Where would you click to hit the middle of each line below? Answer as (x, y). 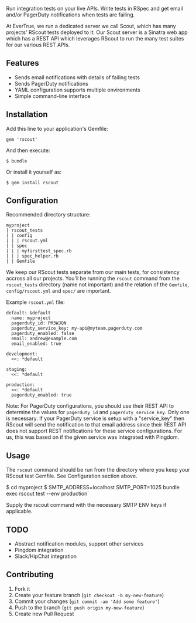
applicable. (19, 511)
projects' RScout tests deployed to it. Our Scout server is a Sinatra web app (97, 32)
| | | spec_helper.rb (32, 256)
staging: (17, 370)
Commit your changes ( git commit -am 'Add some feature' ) (87, 601)
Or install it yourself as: (34, 172)
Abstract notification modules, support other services (79, 544)
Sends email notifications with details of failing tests (77, 77)
